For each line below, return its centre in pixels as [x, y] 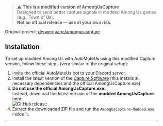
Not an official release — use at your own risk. [64, 22]
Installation [22, 47]
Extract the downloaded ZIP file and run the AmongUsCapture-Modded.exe [83, 109]
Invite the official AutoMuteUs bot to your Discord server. [69, 73]
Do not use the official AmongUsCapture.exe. [59, 88]
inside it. [20, 114]
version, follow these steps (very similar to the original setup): [67, 63]
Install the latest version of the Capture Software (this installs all [76, 78]
